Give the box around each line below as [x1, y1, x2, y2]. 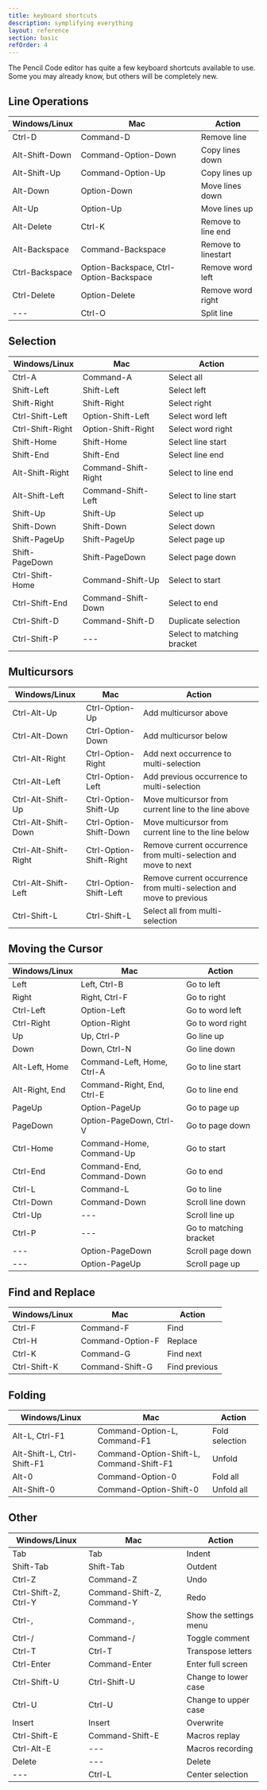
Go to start [186, 1143, 226, 1154]
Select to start [168, 574, 221, 586]
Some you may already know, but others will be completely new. [8, 72, 219, 81]
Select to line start [168, 490, 237, 501]
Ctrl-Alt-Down [12, 730, 68, 741]
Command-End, [80, 1161, 141, 1172]
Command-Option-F [80, 1336, 160, 1347]
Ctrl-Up [12, 1210, 42, 1221]
